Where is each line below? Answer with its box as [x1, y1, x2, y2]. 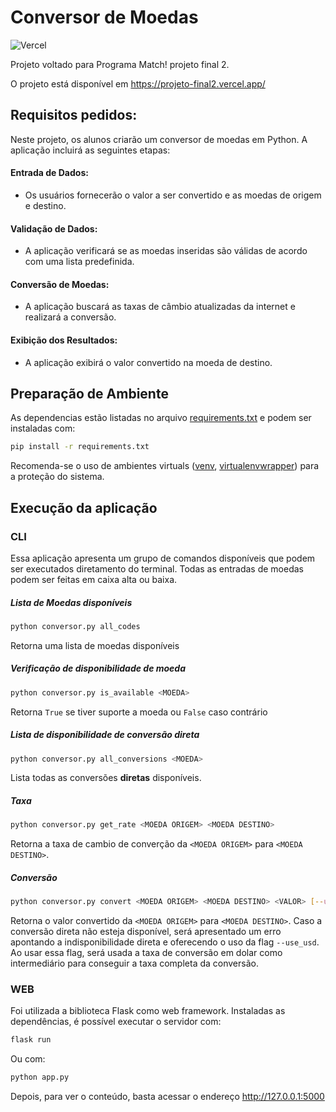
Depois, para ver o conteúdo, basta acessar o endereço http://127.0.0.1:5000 [10, 1091, 325, 1103]
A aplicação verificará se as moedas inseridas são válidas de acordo [24, 245, 308, 257]
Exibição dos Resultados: [10, 334, 118, 346]
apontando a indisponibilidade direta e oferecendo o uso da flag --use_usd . [10, 936, 320, 948]
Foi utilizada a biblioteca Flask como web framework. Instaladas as [10, 1005, 286, 1017]
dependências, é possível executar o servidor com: [10, 1016, 222, 1028]
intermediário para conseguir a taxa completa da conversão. [10, 957, 259, 970]
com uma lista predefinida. [24, 256, 135, 268]
